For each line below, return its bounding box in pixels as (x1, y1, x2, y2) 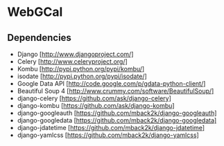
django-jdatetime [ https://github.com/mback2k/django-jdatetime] (17, 124, 205, 131)
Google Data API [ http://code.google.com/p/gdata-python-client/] (17, 80, 206, 87)
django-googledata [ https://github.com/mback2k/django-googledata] (17, 116, 217, 125)
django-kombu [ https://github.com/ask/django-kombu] (17, 102, 175, 109)
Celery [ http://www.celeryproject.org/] (17, 57, 128, 66)
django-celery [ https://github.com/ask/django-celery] (17, 94, 172, 102)
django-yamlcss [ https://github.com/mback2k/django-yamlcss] (17, 131, 199, 139)
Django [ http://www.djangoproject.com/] (17, 50, 134, 58)
